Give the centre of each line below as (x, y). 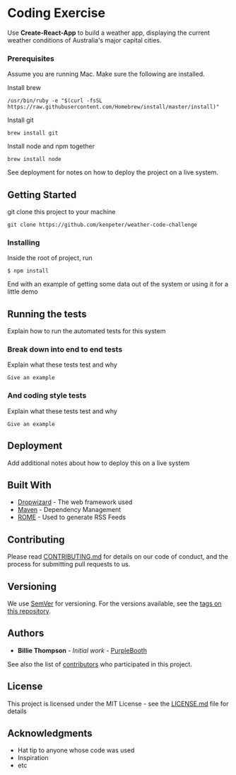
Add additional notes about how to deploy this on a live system (99, 463)
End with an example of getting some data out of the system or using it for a (118, 284)
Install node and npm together (51, 146)
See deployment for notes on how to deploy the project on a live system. (113, 172)
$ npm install (28, 271)
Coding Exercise (57, 13)
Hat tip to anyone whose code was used (76, 750)
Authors (26, 634)
